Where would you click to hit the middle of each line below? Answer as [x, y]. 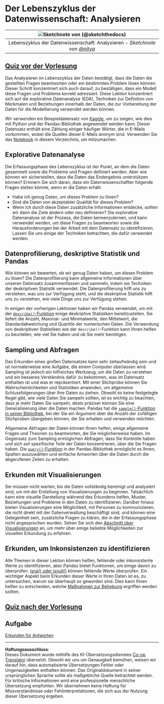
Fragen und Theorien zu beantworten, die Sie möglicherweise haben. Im [78, 434]
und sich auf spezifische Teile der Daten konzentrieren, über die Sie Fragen [81, 444]
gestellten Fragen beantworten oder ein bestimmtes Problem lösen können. [81, 83]
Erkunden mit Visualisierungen [53, 475]
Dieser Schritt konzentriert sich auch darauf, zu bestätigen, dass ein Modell [81, 88]
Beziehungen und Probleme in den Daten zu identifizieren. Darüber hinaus [80, 502]
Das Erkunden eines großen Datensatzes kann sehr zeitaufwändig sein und [81, 362]
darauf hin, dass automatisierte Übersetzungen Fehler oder [65, 665]
